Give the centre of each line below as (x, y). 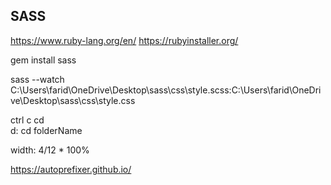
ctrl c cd (27, 120)
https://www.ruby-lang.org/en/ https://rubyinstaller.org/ (124, 40)
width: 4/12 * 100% (50, 150)
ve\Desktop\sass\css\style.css (73, 100)
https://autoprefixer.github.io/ (71, 169)
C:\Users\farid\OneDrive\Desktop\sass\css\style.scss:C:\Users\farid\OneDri (166, 90)
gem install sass (43, 60)
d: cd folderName (46, 130)
